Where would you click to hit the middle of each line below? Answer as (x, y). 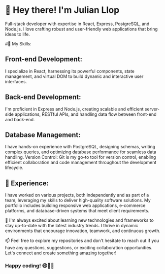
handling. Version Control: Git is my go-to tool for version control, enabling (81, 157)
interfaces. (16, 81)
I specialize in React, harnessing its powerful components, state (70, 71)
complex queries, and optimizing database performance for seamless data (81, 152)
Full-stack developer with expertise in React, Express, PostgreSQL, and (77, 24)
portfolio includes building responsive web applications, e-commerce (75, 205)
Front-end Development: (44, 59)
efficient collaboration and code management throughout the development (81, 163)
